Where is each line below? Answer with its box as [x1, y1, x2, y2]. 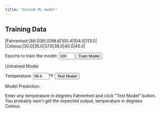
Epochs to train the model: [5, 53, 58, 59]
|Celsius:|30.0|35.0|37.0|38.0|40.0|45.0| [5, 43, 86, 49]
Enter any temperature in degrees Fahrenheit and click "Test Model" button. [5, 93, 157, 99]
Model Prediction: [5, 83, 40, 89]
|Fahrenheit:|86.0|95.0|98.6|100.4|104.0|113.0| [5, 38, 97, 44]
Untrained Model [5, 63, 39, 69]
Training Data [5, 25, 47, 34]
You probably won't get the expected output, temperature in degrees [5, 98, 143, 104]
